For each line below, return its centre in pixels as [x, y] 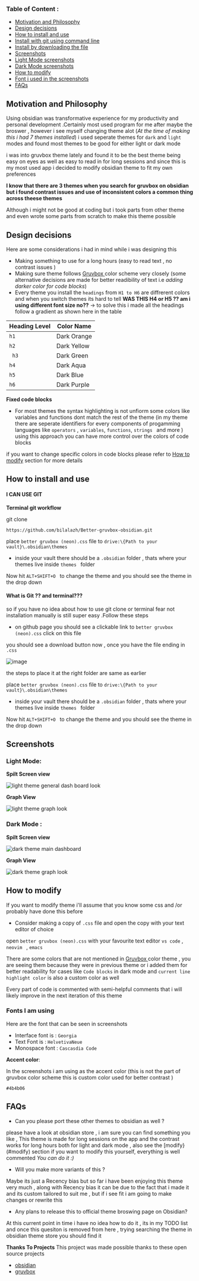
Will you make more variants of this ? [60, 1169]
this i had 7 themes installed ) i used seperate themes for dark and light [94, 137]
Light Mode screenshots [45, 60]
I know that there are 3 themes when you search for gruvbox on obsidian [97, 186]
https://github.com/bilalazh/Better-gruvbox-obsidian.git [79, 530]
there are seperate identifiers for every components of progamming [97, 423]
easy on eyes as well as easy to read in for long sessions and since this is [96, 161]
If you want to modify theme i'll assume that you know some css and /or [94, 905]
